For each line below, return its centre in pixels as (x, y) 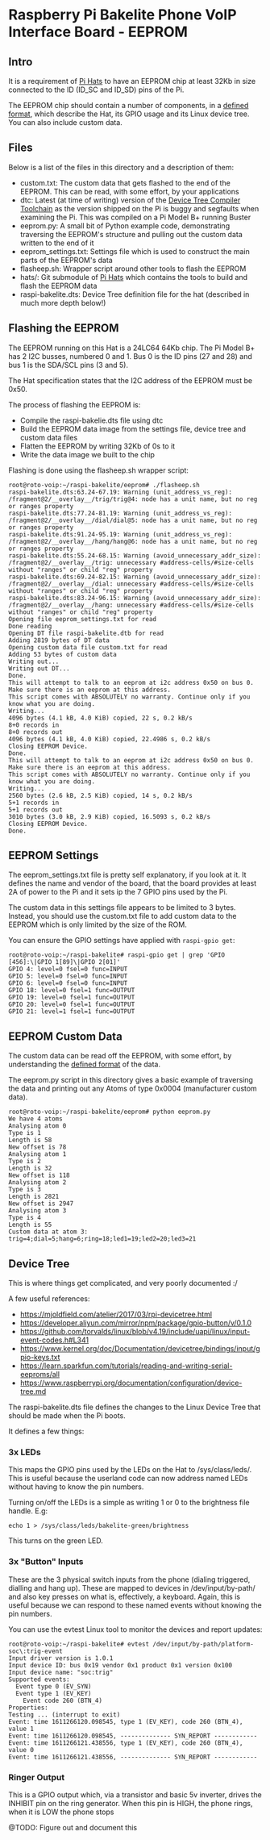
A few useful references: (49, 1299)
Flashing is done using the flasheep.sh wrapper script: (99, 470)
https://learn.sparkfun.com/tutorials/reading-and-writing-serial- (126, 1366)
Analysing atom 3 (37, 1211)
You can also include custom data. (65, 122)
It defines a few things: (46, 1431)
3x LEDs (25, 1452)
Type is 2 (25, 1162)
